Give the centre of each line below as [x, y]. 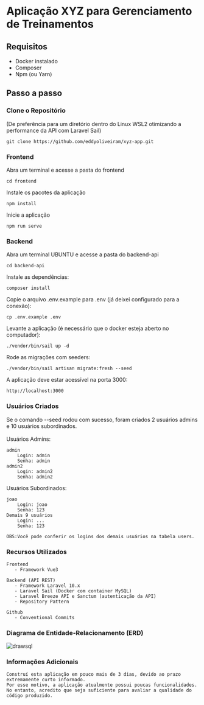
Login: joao [32, 504]
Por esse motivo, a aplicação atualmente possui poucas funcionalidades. [102, 685]
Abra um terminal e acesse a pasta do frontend [65, 170]
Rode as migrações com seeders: [48, 357]
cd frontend [21, 181]
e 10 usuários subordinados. [42, 426]
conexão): [19, 306]
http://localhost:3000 [35, 391]
